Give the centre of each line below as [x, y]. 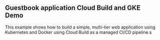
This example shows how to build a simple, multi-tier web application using [80, 27]
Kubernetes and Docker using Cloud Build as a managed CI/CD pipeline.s [79, 32]
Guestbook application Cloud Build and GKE [73, 8]
